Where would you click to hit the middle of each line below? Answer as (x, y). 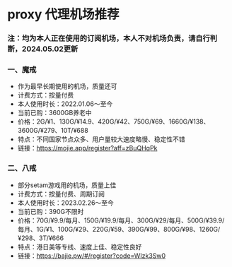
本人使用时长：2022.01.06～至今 (65, 104)
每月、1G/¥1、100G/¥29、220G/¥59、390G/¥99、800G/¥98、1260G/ (119, 229)
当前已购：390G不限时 (51, 211)
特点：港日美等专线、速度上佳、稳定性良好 (80, 247)
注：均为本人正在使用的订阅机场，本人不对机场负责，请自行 (109, 38)
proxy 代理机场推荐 (63, 14)
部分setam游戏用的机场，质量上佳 (67, 185)
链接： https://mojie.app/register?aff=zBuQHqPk (87, 148)
